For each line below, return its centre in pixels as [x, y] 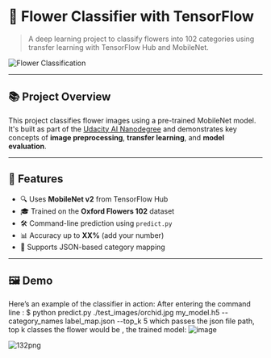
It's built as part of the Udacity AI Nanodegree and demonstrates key [123, 129]
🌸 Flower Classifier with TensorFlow [131, 17]
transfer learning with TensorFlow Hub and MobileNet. [119, 47]
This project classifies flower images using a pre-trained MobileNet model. [132, 120]
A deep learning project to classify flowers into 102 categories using [141, 39]
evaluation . [27, 146]
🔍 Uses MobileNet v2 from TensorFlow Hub [94, 199]
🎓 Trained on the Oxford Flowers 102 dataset [97, 211]
